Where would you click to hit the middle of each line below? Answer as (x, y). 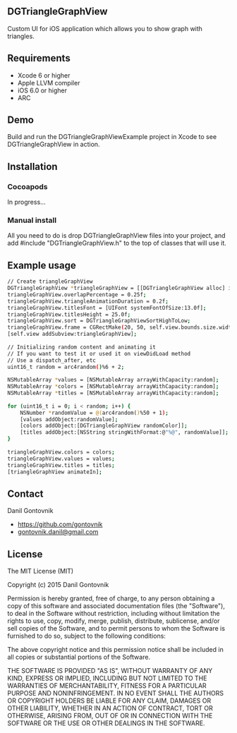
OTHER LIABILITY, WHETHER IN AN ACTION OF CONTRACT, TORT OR (110, 708)
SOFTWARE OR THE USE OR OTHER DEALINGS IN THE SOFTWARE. (106, 723)
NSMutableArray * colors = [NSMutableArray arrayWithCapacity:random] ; (113, 387)
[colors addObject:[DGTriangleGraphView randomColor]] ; (104, 426)
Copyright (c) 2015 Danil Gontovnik (58, 585)
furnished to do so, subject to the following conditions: (86, 636)
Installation (32, 166)
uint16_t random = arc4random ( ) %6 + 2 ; (66, 367)
